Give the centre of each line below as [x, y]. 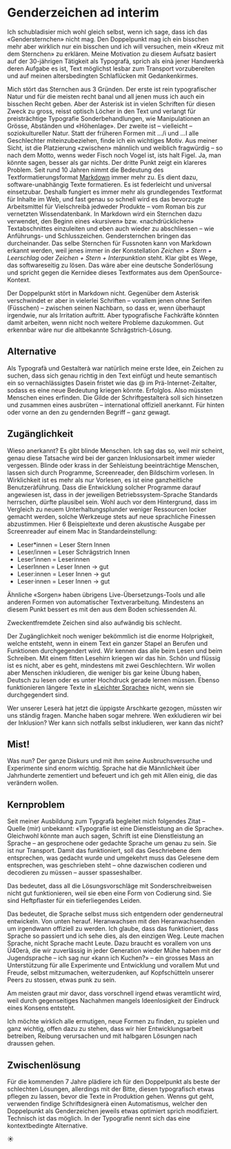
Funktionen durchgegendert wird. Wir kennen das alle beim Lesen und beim [115, 651]
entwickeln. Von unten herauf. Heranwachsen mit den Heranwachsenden [111, 921]
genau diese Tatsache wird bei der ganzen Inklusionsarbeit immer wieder [111, 458]
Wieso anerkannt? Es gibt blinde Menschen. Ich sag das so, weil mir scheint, [116, 451]
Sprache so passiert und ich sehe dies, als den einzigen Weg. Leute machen [115, 936]
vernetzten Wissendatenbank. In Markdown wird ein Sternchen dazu [104, 214]
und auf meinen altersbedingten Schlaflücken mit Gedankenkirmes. [103, 76]
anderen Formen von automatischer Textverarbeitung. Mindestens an [106, 602]
